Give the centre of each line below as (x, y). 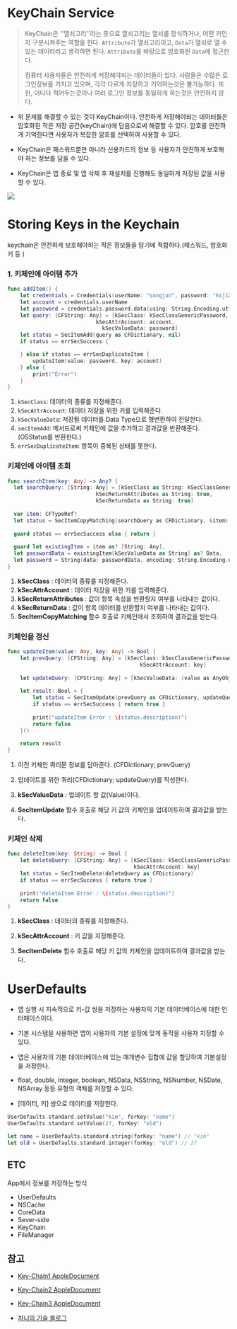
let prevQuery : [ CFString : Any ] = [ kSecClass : (90, 658)
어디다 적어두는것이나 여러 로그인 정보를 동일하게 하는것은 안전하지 (126, 93)
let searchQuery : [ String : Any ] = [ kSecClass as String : (99, 488)
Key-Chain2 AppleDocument (59, 1290)
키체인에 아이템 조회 (39, 466)
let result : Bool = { (51, 691)
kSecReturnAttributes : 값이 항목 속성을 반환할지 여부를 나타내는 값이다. (119, 599)
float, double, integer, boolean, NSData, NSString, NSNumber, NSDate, (120, 1080)
